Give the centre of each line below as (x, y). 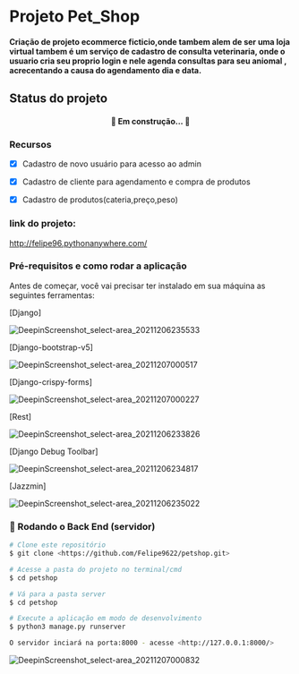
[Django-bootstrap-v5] (51, 347)
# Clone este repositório (57, 545)
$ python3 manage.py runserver (68, 627)
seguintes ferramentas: (52, 295)
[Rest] (21, 416)
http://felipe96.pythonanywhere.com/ (78, 243)
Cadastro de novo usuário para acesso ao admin (111, 164)
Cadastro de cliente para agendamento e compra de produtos (136, 182)
